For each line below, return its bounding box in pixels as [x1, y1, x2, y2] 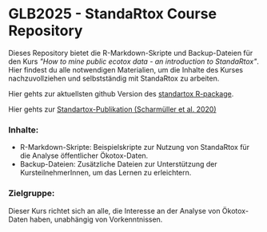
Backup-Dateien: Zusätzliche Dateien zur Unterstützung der [19, 159, 217, 169]
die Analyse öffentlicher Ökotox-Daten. [19, 151, 149, 160]
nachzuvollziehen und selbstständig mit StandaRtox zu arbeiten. [8, 73, 220, 83]
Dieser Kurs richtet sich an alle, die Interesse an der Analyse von [8, 206, 221, 215]
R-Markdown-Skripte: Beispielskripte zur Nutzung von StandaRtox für [19, 143, 250, 152]
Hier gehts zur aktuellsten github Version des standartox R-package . [8, 88, 234, 98]
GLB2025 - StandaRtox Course [8, 5, 217, 23]
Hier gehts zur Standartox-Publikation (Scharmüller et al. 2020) [8, 104, 217, 114]
